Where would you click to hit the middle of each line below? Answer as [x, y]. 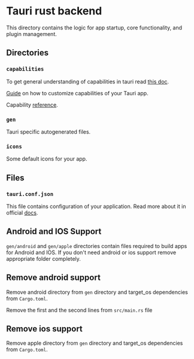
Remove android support [53, 278]
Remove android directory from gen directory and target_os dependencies [97, 292]
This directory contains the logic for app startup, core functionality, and [94, 28]
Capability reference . [32, 105]
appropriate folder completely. [43, 258]
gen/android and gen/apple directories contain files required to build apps [97, 246]
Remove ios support [44, 329]
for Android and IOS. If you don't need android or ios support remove [91, 252]
